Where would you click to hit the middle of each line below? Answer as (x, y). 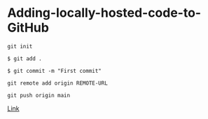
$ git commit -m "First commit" (54, 71)
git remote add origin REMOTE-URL (58, 83)
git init (20, 46)
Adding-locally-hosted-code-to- (104, 13)
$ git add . (25, 58)
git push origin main (39, 95)
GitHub (28, 28)
